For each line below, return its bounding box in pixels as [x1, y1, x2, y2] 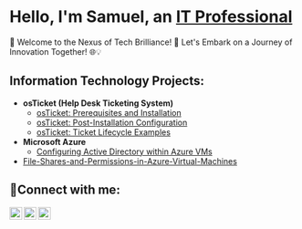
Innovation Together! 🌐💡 [9, 46, 102, 57]
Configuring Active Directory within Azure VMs [36, 146, 213, 157]
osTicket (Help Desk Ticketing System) [22, 98, 174, 109]
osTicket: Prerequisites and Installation [36, 107, 182, 118]
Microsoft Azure [22, 136, 87, 147]
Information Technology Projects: [9, 73, 205, 88]
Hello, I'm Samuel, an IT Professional [9, 6, 293, 27]
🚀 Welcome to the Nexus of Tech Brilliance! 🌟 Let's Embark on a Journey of [9, 36, 293, 47]
